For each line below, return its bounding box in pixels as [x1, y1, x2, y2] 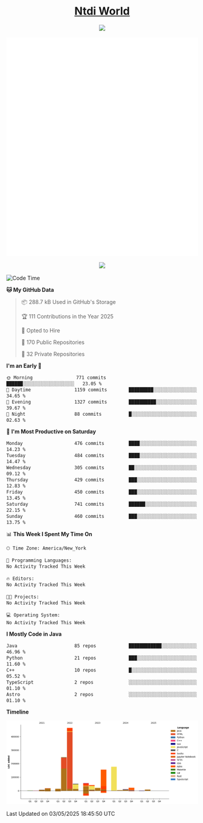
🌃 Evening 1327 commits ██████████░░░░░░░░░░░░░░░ [6, 399, 198, 405]
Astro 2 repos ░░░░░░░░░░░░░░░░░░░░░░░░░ [6, 691, 198, 697]
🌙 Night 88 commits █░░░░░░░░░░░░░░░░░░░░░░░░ [6, 411, 198, 417]
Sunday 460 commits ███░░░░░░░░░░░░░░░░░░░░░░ [6, 513, 198, 519]
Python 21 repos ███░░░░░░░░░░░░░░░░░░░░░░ [6, 655, 198, 661]
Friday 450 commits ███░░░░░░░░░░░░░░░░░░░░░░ [6, 489, 198, 495]
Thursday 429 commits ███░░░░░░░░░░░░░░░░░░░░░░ [6, 477, 198, 483]
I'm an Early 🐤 [6, 362, 42, 369]
